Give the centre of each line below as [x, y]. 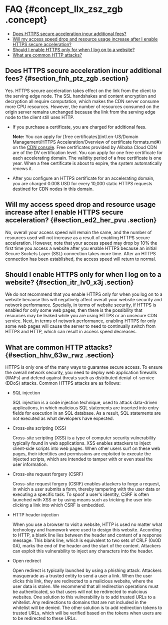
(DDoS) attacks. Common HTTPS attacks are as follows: [63, 383]
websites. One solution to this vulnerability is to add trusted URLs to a [84, 597]
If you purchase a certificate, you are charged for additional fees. [79, 127]
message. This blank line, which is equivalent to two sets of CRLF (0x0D [87, 540]
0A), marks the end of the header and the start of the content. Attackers [86, 546]
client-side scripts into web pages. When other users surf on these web [86, 448]
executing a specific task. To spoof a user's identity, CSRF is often [80, 494]
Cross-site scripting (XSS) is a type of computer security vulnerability [84, 438]
